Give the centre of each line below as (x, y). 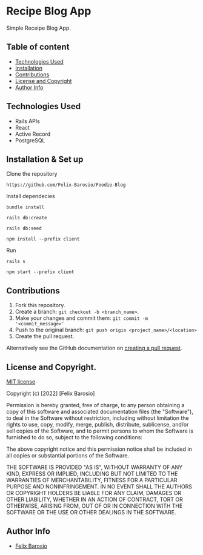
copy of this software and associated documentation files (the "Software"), (100, 411)
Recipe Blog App (49, 11)
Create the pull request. (45, 336)
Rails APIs (28, 121)
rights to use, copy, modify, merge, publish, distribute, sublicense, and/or (98, 424)
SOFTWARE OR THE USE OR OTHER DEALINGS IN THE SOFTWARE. (91, 512)
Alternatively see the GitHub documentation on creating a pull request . (94, 348)
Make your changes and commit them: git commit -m (82, 318)
